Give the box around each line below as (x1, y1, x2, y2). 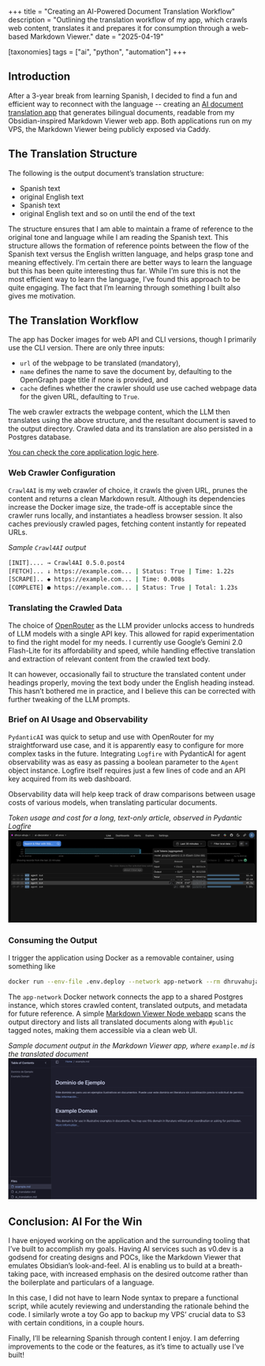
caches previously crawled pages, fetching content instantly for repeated (8, 518, 247, 528)
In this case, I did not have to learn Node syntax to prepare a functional (8, 1293, 239, 1303)
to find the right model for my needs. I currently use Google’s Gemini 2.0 (8, 637, 243, 646)
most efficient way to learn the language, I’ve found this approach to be (8, 274, 241, 283)
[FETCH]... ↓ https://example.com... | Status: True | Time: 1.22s (8, 567, 235, 575)
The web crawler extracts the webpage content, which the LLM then (8, 407, 231, 417)
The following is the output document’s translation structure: (8, 168, 204, 178)
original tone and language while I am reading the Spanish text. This (8, 232, 229, 241)
